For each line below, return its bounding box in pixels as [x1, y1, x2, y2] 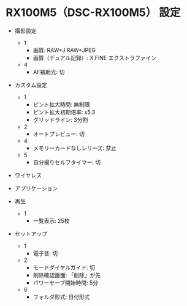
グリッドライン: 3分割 [32, 116, 88, 123]
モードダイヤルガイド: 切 [32, 264, 96, 271]
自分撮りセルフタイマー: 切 [32, 159, 101, 166]
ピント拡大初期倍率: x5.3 [32, 108, 96, 116]
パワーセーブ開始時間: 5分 [32, 279, 99, 286]
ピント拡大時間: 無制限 [32, 100, 90, 108]
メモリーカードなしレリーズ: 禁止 [32, 144, 117, 152]
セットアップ [14, 230, 47, 237]
